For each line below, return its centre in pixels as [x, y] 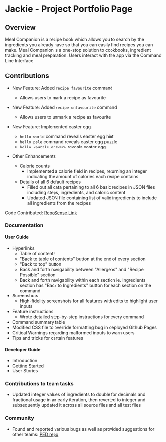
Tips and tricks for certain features [48, 338]
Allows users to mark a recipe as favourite [62, 97]
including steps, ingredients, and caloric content [76, 192]
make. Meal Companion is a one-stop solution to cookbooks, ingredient [78, 50]
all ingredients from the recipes [59, 203]
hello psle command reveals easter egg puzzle [69, 141]
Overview [21, 28]
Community [20, 418]
